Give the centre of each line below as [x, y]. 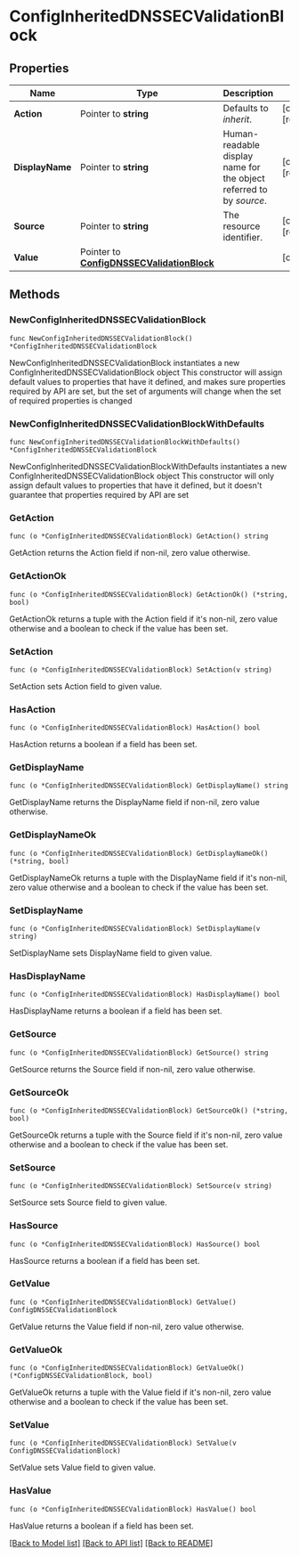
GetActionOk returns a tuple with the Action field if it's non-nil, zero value [144, 619]
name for [242, 167]
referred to [246, 189]
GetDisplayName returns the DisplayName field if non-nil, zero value [134, 803]
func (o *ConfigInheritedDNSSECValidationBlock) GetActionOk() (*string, [149, 594]
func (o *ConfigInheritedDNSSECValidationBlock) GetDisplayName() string [149, 786]
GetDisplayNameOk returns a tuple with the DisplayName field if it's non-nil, [148, 877]
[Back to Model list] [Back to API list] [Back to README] [111, 1543]
